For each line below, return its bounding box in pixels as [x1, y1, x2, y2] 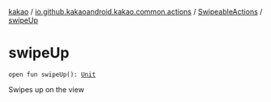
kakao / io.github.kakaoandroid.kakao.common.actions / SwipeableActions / [8, 7, 263, 16]
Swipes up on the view [8, 84, 84, 94]
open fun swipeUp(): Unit [8, 70, 96, 79]
